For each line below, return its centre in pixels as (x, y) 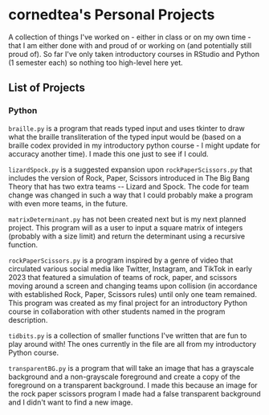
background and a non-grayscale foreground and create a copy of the (124, 376)
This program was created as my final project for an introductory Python (128, 303)
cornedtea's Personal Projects (112, 15)
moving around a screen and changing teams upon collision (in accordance (133, 286)
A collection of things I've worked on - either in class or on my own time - (130, 37)
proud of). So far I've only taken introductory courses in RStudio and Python (134, 54)
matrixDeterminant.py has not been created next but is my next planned (127, 219)
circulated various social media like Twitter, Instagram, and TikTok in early (130, 269)
